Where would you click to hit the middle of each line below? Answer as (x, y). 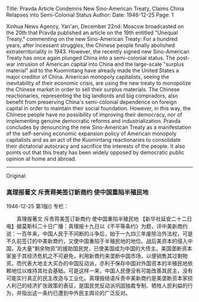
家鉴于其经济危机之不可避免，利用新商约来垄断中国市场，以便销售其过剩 (94, 256)
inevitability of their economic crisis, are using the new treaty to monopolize (99, 83)
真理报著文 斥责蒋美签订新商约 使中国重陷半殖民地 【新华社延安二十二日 (104, 219)
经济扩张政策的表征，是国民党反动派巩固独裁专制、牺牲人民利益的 (107, 286)
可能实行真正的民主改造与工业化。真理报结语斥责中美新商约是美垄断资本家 (97, 278)
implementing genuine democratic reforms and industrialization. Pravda (93, 121)
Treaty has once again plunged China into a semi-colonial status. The (91, 58)
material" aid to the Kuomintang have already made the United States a (93, 70)
